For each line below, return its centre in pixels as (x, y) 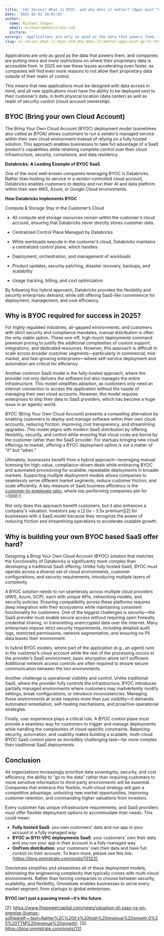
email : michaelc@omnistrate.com (42, 28)
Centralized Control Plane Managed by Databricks (62, 232)
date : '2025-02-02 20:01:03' (35, 14)
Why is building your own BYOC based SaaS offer (82, 536)
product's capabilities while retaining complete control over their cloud (76, 149)
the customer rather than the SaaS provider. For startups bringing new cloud (82, 440)
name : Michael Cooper (31, 23)
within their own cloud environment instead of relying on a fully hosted (76, 139)
